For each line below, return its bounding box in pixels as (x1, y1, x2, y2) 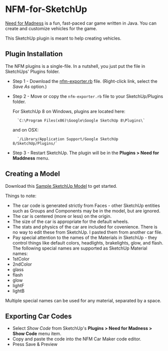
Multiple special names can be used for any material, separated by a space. (5, 297, 161, 303)
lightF (12, 282, 25, 288)
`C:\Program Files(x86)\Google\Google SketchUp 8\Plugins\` (17, 118, 145, 123)
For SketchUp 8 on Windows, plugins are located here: (12, 108, 125, 114)
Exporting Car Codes (5, 312, 72, 320)
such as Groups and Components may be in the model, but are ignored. (12, 207, 160, 214)
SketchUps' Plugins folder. (5, 68, 60, 74)
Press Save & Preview (12, 341, 58, 347)
